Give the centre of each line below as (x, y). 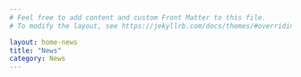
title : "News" (36, 50)
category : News (38, 59)
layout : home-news (43, 42)
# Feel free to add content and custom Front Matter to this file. (138, 17)
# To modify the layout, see (64, 26)
